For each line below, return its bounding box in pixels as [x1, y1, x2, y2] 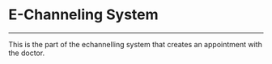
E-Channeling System [8, 6, 159, 24]
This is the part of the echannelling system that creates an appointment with [8, 39, 263, 49]
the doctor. [8, 48, 45, 58]
